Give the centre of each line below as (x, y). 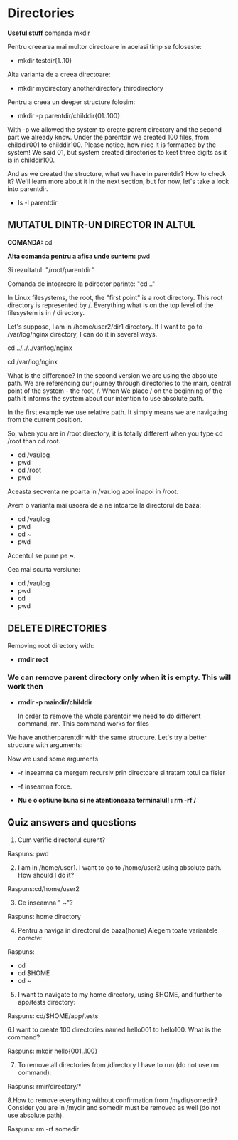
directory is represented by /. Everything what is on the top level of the (110, 305)
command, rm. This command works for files (83, 723)
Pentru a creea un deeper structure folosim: (71, 102)
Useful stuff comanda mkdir (49, 33)
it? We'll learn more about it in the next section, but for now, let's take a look (118, 181)
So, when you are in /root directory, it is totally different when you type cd (115, 433)
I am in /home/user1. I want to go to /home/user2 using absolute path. (119, 867)
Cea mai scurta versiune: (44, 569)
